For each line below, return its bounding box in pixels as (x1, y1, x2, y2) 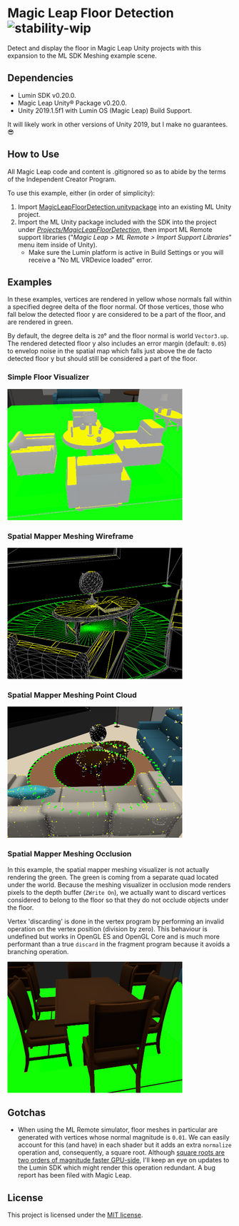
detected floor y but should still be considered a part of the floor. (7, 355, 198, 363)
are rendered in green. (7, 318, 73, 326)
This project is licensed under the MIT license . (7, 1211, 143, 1220)
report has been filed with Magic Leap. (17, 1171, 132, 1180)
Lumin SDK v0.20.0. (17, 91, 76, 99)
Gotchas (7, 1106, 46, 1118)
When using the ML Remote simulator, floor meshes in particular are (17, 1125, 218, 1134)
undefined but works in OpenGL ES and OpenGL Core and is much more (7, 932, 220, 941)
